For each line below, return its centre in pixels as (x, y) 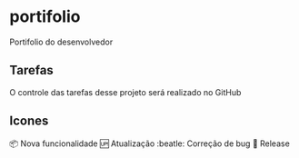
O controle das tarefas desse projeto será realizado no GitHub (125, 92)
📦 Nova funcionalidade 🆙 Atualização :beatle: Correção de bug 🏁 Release (150, 143)
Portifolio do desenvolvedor (61, 42)
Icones (29, 121)
